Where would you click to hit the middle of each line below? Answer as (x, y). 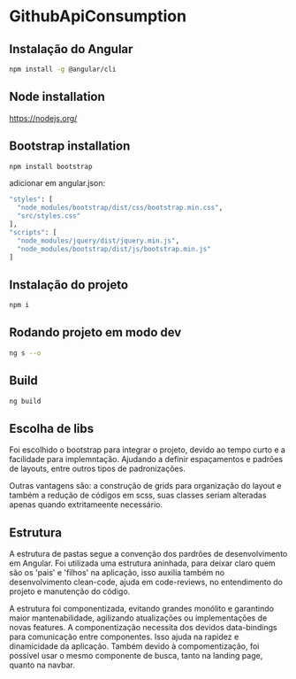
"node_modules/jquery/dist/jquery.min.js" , (98, 241)
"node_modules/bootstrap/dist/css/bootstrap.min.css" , (120, 208)
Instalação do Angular (71, 49)
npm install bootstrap (51, 166)
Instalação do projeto (69, 285)
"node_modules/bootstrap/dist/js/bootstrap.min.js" (114, 249)
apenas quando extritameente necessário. (86, 505)
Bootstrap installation (70, 147)
